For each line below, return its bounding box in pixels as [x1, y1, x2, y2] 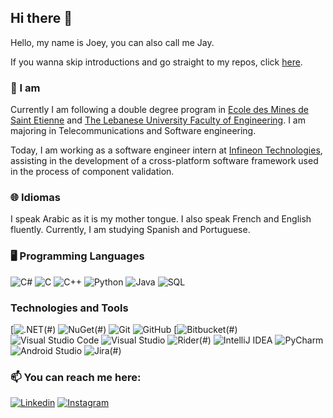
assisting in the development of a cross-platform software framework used [10, 155, 319, 167]
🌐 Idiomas [10, 191, 61, 205]
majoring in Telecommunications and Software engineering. [10, 125, 257, 137]
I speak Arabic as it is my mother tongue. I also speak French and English [10, 213, 312, 225]
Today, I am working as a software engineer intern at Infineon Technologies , [10, 144, 323, 156]
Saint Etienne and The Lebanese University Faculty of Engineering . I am [10, 114, 306, 126]
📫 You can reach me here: [10, 370, 142, 384]
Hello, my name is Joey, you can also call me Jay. [10, 36, 215, 48]
